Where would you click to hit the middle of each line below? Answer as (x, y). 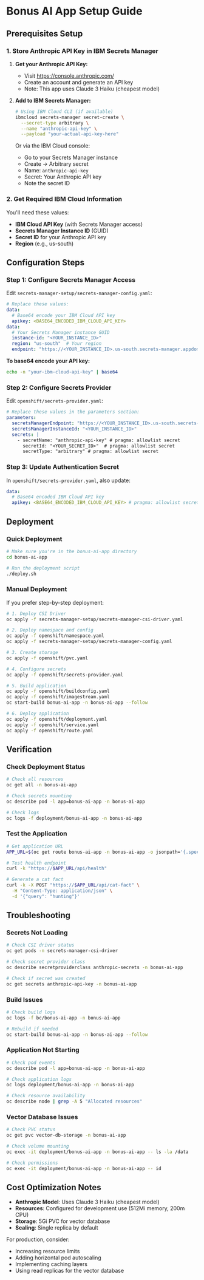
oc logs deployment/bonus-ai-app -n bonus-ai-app (70, 1085)
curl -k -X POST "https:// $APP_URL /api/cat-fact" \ (73, 885)
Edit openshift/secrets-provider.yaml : (55, 401)
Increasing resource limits (47, 1251)
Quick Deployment (34, 539)
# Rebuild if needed (32, 1029)
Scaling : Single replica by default (56, 1228)
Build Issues (25, 999)
